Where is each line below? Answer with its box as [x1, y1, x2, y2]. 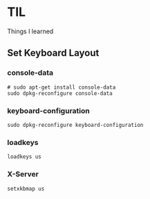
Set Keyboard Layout [7, 47, 100, 59]
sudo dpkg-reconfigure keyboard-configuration [7, 121, 144, 128]
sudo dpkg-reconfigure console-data [7, 89, 113, 97]
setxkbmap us [7, 185, 45, 192]
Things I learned [7, 27, 54, 35]
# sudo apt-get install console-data [7, 84, 116, 91]
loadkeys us [7, 153, 41, 160]
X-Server [7, 169, 39, 179]
